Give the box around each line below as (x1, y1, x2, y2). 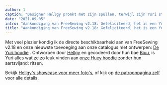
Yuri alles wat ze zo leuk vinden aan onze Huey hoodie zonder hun (5, 55, 142, 61)
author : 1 (5, 7, 26, 12)
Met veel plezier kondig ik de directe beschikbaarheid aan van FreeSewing (5, 39, 158, 45)
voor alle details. (5, 75, 39, 81)
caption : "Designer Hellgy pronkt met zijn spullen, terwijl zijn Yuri (5, 12, 157, 17)
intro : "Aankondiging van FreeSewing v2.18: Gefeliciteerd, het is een (5, 21, 157, 26)
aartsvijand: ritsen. (5, 60, 43, 66)
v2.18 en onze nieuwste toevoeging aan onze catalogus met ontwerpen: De (5, 44, 159, 50)
